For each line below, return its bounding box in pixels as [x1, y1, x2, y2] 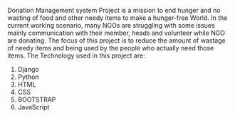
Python [17, 73, 39, 81]
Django [17, 65, 39, 73]
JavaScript [17, 103, 50, 111]
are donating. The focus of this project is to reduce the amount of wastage [7, 36, 226, 45]
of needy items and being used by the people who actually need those [7, 44, 214, 52]
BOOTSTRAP [17, 95, 56, 104]
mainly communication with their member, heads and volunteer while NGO [7, 28, 226, 37]
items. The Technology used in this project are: [7, 51, 145, 60]
